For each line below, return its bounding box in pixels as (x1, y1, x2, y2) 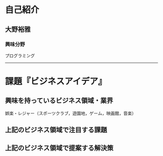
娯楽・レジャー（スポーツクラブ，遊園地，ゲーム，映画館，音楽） (5, 110, 136, 116)
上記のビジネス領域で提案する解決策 (5, 143, 114, 152)
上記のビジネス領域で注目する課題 (5, 126, 107, 134)
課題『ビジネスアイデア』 (5, 76, 107, 87)
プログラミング (5, 53, 35, 58)
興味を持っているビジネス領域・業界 (5, 97, 113, 105)
